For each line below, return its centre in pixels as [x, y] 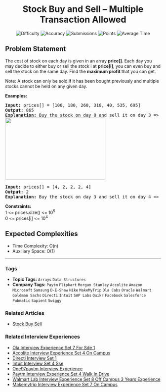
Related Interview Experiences [42, 337]
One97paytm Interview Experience [47, 368]
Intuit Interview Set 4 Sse [38, 363]
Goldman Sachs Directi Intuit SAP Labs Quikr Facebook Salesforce [79, 295]
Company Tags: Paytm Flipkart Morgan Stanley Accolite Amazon [77, 285]
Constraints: [18, 206]
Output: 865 [20, 110]
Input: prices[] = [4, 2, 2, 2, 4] [48, 187]
